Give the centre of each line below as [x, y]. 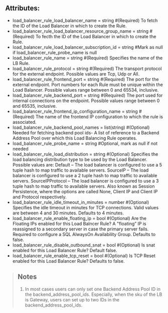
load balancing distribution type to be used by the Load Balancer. [80, 159]
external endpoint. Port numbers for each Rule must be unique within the [88, 85]
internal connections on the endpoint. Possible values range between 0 [86, 101]
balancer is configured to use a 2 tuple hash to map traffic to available [85, 175]
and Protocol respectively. [39, 197]
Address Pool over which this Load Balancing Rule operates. [75, 138]
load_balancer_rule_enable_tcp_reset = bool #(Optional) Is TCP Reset [84, 256]
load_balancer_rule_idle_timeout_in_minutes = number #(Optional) [81, 202]
